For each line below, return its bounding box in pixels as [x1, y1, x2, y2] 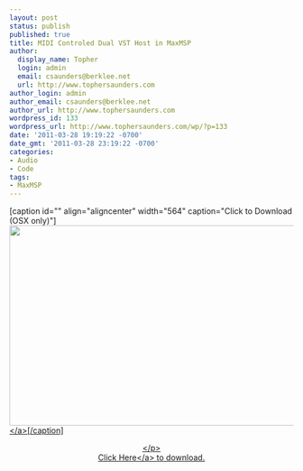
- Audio [9, 155, 39, 165]
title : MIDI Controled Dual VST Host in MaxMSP [9, 38, 192, 48]
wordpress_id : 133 [9, 114, 78, 123]
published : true [9, 30, 70, 39]
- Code [9, 164, 34, 173]
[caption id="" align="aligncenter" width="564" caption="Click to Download [9, 206, 293, 217]
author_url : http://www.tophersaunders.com [9, 106, 176, 115]
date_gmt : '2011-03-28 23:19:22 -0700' [9, 139, 160, 148]
